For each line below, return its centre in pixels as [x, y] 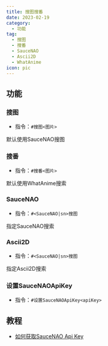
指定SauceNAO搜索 [30, 226]
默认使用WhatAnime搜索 [37, 184]
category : [19, 23]
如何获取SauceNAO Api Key [49, 336]
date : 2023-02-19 [28, 17]
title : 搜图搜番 [25, 12]
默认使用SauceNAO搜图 [35, 140]
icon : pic [19, 68]
